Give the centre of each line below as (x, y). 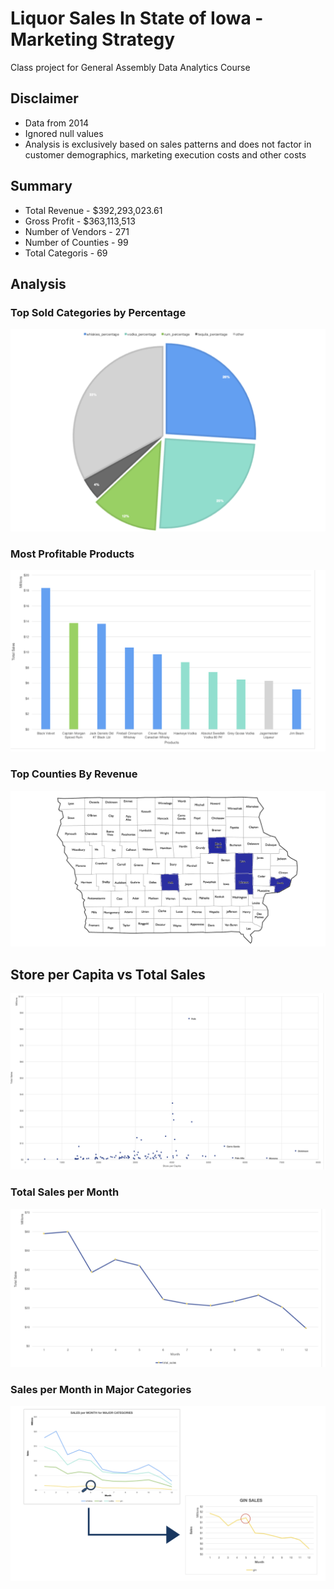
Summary (41, 186)
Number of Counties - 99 (76, 242)
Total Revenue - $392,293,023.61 (93, 210)
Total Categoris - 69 (66, 253)
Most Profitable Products (72, 554)
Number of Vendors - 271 (77, 231)
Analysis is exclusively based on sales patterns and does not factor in (168, 144)
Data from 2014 (57, 123)
